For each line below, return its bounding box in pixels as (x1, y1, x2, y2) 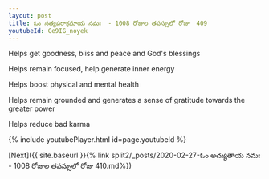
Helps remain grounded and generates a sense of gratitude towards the (8, 96, 246, 105)
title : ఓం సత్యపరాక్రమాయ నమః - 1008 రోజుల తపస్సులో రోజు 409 (8, 19, 207, 27)
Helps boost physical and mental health (8, 79, 139, 89)
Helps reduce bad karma (8, 120, 91, 129)
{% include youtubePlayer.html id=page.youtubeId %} (8, 135, 187, 144)
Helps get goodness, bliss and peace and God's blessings (8, 49, 201, 59)
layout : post (8, 11, 52, 20)
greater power (8, 104, 55, 113)
